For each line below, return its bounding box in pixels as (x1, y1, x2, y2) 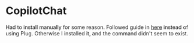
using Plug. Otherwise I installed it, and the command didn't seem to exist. (5, 29, 189, 37)
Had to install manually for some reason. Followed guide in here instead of (5, 24, 189, 31)
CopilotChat (5, 4, 67, 18)
